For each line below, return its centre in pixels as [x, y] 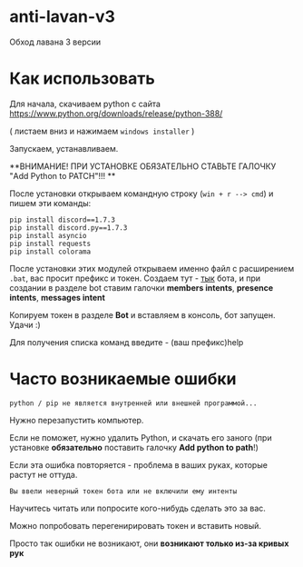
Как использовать [83, 79]
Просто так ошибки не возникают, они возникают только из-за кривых [149, 543]
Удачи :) [25, 324]
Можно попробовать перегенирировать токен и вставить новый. [135, 525]
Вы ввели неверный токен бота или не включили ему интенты [123, 491]
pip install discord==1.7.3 [63, 220]
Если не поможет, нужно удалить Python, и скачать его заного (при [141, 437]
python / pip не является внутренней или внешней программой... [133, 403]
